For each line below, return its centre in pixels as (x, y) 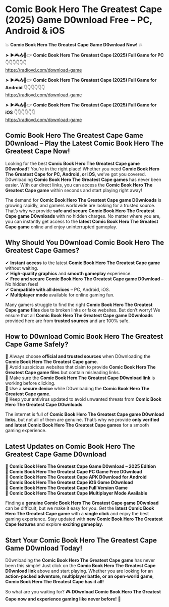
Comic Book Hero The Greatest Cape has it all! (55, 582)
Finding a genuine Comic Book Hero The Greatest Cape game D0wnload (82, 503)
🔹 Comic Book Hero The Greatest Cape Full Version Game (66, 488)
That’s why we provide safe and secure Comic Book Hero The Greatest (80, 211)
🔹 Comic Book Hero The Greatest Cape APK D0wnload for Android (76, 477)
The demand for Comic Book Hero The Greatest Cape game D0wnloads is (83, 200)
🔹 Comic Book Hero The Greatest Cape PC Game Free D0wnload (74, 472)
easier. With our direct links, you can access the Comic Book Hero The (79, 185)
